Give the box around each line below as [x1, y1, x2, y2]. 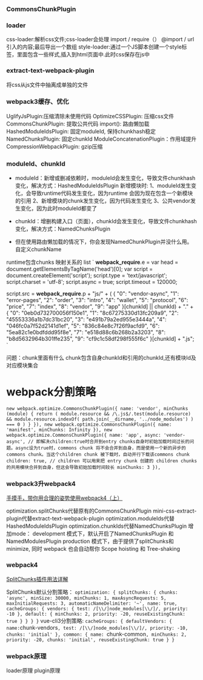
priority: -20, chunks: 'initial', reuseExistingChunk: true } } [6, 636, 175, 643]
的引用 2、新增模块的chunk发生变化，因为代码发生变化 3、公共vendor [15, 197, 191, 204]
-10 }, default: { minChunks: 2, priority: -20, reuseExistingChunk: [6, 611, 186, 617]
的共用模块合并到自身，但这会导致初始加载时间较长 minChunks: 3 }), [6, 465, 161, 471]
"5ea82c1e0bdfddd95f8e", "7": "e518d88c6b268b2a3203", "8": [6, 329, 165, 336]
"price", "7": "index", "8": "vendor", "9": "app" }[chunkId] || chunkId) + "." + [6, 303, 194, 311]
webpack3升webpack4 [6, 479, 76, 488]
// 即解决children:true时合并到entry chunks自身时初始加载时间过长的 [28, 439, 190, 445]
